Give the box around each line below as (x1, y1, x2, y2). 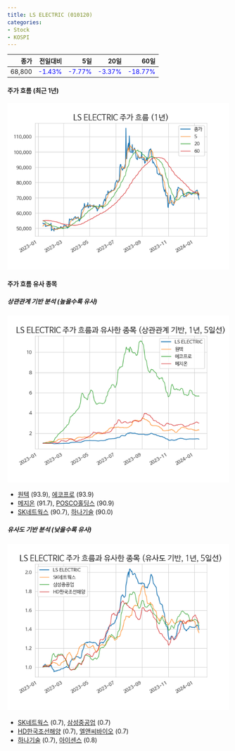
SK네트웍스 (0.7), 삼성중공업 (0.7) (17, 719, 111, 727)
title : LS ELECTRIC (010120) (7, 11, 93, 18)
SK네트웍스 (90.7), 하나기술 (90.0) (17, 508, 114, 516)
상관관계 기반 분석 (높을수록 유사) (7, 297, 98, 306)
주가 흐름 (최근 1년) (7, 87, 59, 95)
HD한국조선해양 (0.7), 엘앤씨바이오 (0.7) (17, 727, 129, 736)
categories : (7, 18, 42, 26)
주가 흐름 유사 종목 (7, 280, 58, 288)
